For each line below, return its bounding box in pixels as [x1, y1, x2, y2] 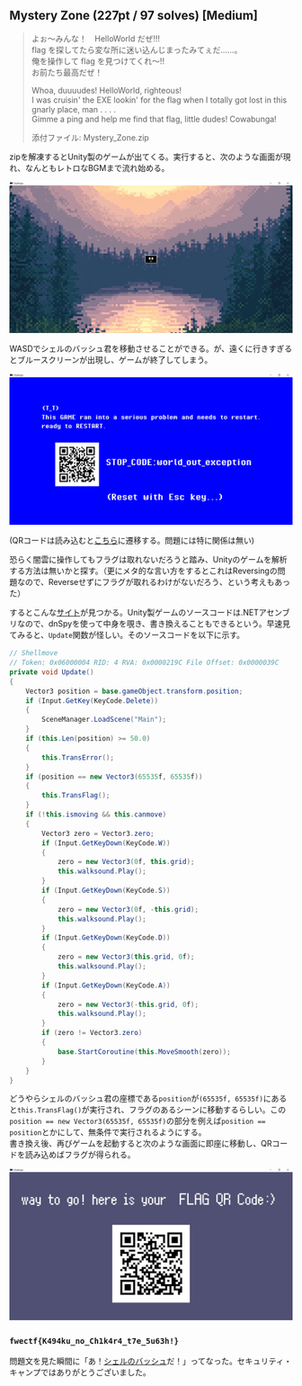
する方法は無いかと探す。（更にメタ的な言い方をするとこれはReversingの [9, 565, 278, 576]
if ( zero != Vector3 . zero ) [41, 1029, 143, 1038]
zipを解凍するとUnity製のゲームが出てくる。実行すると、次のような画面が [9, 151, 283, 162]
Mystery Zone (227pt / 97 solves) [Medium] [9, 8, 259, 23]
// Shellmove [9, 649, 58, 658]
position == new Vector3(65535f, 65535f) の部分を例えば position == [9, 1116, 266, 1127]
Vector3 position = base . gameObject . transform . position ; [25, 687, 244, 696]
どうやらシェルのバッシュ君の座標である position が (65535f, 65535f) [9, 1093, 263, 1104]
